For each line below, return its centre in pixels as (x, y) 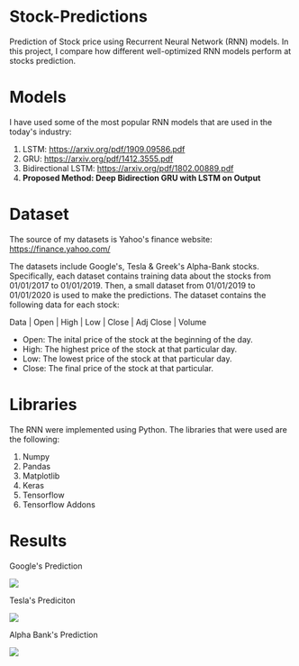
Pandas (36, 466)
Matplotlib (41, 476)
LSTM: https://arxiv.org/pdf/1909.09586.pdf (104, 149)
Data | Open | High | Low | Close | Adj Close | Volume (108, 322)
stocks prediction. (43, 60)
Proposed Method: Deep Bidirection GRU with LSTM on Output (141, 178)
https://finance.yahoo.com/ (60, 249)
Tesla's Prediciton (42, 600)
